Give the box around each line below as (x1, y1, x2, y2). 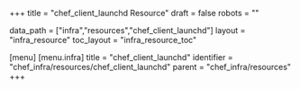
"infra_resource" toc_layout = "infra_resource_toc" (9, 35, 197, 45)
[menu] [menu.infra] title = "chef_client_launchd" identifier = (9, 52, 233, 62)
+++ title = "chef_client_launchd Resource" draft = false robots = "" (9, 8, 259, 18)
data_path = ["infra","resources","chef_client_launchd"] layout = (9, 25, 246, 35)
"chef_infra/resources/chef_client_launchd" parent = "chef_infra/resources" (9, 62, 291, 72)
